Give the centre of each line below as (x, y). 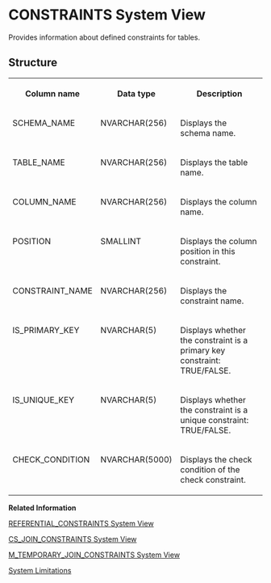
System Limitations (40, 570)
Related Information (42, 508)
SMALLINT (121, 241)
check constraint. (213, 479)
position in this (208, 251)
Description (219, 93)
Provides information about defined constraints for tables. (104, 37)
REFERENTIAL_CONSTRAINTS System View (81, 523)
